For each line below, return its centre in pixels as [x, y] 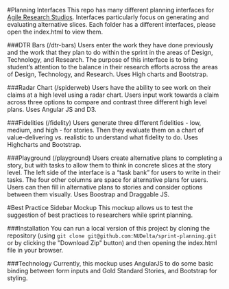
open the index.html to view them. [55, 32]
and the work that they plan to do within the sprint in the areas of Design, [110, 52]
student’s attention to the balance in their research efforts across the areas [112, 67]
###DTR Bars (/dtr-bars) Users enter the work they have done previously [110, 45]
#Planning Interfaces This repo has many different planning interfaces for [111, 10]
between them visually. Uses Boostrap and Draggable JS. [88, 194]
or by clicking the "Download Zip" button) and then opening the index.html [112, 243]
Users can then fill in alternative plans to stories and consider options [105, 187]
